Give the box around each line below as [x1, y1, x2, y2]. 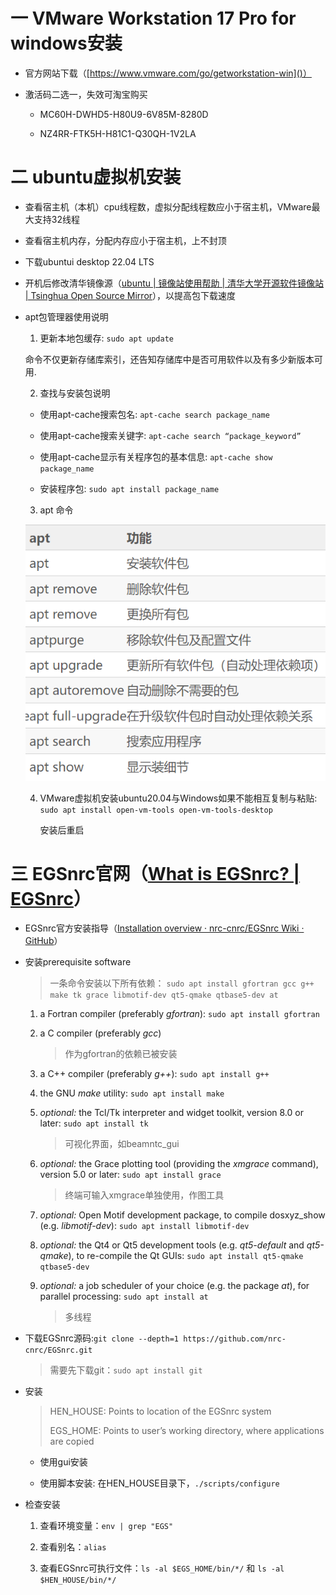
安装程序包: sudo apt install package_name [39, 482, 220, 494]
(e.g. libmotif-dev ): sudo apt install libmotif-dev [39, 1220, 250, 1232]
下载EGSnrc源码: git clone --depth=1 [24, 1332, 180, 1344]
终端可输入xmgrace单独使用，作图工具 [64, 1189, 225, 1201]
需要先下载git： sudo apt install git [49, 1364, 203, 1376]
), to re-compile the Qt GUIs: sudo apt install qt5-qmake [68, 1250, 304, 1262]
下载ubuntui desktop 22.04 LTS [24, 255, 155, 268]
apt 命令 [39, 504, 74, 516]
